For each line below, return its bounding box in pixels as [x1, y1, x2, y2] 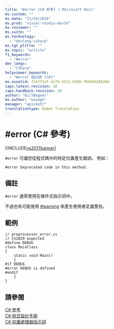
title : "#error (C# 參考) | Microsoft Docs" [5, 7, 95, 12]
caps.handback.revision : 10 [5, 88, 62, 93]
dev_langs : [5, 61, 27, 66]
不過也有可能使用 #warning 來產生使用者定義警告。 [5, 203, 108, 209]
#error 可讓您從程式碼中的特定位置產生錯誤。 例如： [5, 155, 110, 161]
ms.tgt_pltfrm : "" [5, 43, 42, 48]
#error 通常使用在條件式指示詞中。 [5, 193, 75, 199]
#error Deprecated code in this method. [5, 164, 88, 170]
